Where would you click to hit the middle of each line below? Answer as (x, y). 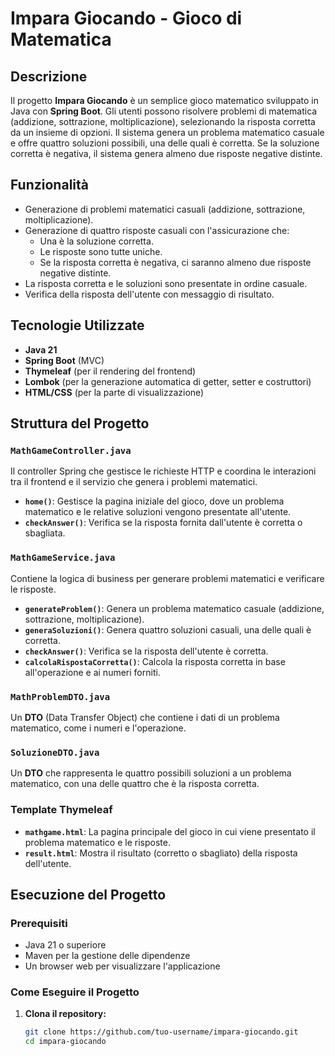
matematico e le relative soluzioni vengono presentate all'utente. (158, 512)
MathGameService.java (63, 558)
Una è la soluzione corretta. (96, 241)
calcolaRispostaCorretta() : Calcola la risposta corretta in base (155, 661)
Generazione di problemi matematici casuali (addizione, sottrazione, (165, 209)
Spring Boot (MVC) (64, 360)
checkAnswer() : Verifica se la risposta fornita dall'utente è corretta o (163, 523)
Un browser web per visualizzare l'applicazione (122, 966)
